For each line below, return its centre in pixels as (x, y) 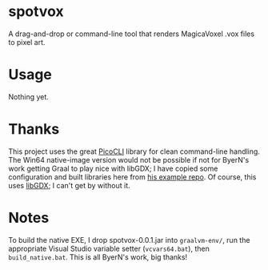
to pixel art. (27, 42)
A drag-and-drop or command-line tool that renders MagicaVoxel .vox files (131, 34)
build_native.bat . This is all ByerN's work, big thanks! (98, 257)
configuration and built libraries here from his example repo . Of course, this (132, 177)
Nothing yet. (29, 97)
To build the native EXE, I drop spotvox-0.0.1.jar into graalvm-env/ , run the (129, 240)
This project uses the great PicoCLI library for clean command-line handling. (134, 151)
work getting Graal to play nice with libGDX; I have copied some (113, 168)
